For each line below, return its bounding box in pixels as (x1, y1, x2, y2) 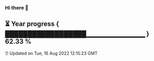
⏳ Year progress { (5, 20, 60, 28)
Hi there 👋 (5, 4, 29, 11)
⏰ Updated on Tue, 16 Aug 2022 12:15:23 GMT (5, 50, 98, 56)
